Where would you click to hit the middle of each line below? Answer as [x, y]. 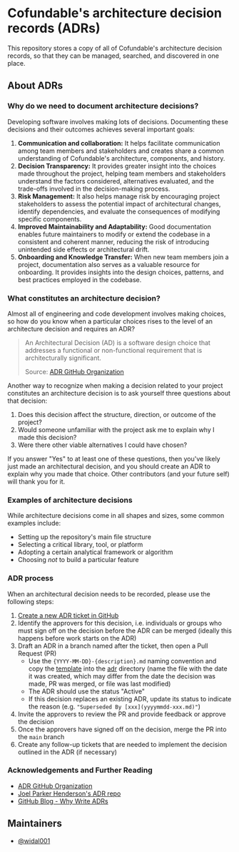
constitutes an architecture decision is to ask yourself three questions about [119, 393]
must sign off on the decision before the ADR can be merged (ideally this [124, 631]
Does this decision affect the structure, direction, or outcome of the [117, 414]
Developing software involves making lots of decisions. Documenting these [118, 121]
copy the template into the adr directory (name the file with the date [128, 668]
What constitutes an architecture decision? [84, 298]
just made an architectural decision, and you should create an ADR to [109, 466]
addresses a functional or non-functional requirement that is [113, 350]
